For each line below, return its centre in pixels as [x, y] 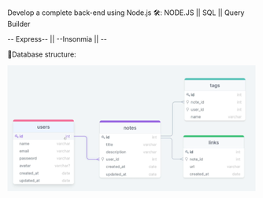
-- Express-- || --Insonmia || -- [57, 39]
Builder [19, 24]
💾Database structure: [42, 54]
